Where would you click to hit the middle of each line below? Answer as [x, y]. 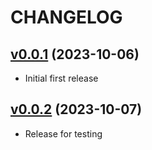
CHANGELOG [66, 17]
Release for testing [63, 133]
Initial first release [61, 78]
